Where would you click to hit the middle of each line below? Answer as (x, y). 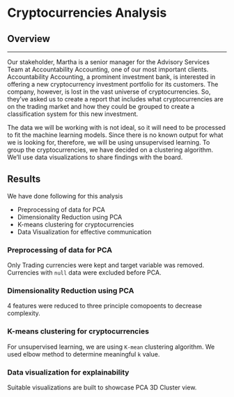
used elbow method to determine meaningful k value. (84, 354)
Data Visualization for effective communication (84, 231)
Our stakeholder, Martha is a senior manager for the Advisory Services (109, 62)
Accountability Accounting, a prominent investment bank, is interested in (111, 77)
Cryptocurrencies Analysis (87, 13)
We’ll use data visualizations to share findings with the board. (95, 157)
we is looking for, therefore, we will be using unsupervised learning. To (109, 142)
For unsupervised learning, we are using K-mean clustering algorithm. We (111, 347)
